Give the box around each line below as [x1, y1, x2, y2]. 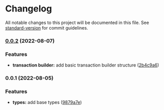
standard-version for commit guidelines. [5, 24, 88, 30]
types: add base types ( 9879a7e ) [12, 99, 82, 105]
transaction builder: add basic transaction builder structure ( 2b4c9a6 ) [12, 62, 159, 68]
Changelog [5, 3, 52, 14]
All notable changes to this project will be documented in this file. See [5, 19, 149, 25]
